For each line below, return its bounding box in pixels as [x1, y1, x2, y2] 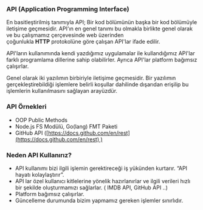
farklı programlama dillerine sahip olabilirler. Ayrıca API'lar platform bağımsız [6, 56, 198, 64]
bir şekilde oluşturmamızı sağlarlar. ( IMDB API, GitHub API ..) [15, 184, 168, 191]
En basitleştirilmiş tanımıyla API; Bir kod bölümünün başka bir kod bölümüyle [6, 19, 198, 26]
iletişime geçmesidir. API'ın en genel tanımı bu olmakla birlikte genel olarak [6, 25, 193, 32]
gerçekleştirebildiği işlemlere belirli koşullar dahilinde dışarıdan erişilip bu [6, 81, 189, 88]
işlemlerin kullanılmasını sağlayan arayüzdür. [6, 87, 117, 95]
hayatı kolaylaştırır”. [15, 171, 64, 178]
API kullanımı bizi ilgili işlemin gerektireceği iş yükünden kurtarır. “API [15, 164, 187, 172]
